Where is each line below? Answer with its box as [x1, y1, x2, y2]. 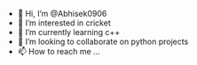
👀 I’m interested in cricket [17, 18, 111, 28]
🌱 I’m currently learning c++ [17, 27, 121, 37]
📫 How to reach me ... [17, 47, 100, 56]
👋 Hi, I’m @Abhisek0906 [17, 9, 107, 18]
